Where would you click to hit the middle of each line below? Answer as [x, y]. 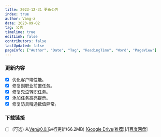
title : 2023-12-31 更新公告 [32, 9]
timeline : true [20, 32]
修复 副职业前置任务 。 [33, 86]
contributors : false [26, 41]
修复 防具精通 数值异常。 [35, 104]
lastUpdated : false [25, 46]
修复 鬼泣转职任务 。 [31, 92]
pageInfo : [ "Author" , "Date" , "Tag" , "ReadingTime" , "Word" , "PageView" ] [81, 50]
